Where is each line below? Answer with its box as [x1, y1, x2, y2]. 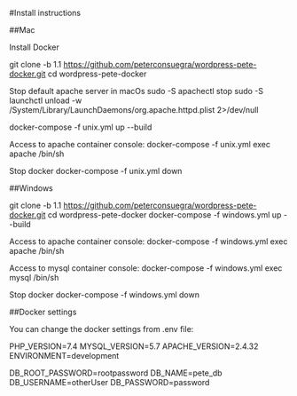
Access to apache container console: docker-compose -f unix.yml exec [9, 139, 271, 149]
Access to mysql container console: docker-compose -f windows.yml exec [9, 263, 283, 273]
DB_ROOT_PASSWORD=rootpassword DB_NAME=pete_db [9, 368, 223, 378]
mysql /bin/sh [9, 273, 59, 282]
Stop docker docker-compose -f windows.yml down [9, 289, 199, 300]
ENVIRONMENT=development [9, 351, 120, 360]
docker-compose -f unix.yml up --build [9, 122, 152, 132]
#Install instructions [9, 8, 82, 18]
